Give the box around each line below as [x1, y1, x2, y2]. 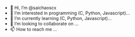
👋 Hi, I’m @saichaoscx [10, 5, 57, 10]
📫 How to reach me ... [10, 26, 57, 32]
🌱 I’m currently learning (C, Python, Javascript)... [10, 15, 112, 21]
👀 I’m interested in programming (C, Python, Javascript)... [10, 10, 130, 16]
